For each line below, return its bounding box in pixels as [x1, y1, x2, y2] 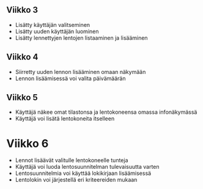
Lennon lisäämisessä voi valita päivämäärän [15, 75, 126, 82]
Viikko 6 [6, 136, 49, 150]
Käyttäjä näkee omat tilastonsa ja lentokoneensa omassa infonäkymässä [15, 108, 197, 116]
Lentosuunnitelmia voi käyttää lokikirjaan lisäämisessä [15, 169, 152, 177]
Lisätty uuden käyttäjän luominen [15, 28, 99, 35]
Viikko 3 [6, 5, 39, 15]
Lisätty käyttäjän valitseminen [15, 21, 90, 28]
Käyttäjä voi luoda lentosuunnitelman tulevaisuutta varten [15, 163, 160, 171]
